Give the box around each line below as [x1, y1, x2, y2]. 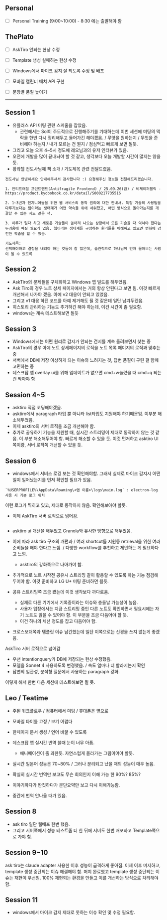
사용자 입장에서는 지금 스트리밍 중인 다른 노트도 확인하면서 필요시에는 [19, 606, 154, 612]
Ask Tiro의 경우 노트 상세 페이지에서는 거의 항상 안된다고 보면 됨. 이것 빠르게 [12, 285, 161, 291]
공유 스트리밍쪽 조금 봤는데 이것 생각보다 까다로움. [12, 589, 109, 595]
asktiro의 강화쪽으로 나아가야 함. [19, 562, 83, 568]
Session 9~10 [5, 848, 48, 857]
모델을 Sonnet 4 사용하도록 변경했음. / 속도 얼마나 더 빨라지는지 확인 [12, 662, 145, 668]
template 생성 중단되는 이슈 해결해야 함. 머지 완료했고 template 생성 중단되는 [5, 868, 155, 874]
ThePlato [5, 32, 34, 41]
